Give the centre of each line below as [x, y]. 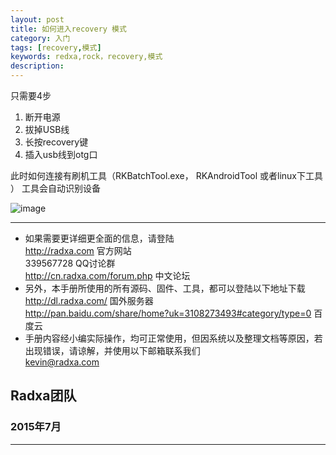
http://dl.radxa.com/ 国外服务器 [89, 300]
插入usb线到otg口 [61, 154]
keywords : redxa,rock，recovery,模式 [86, 57]
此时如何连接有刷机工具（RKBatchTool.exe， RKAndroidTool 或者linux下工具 [166, 175]
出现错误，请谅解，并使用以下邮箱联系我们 [112, 350]
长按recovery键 [56, 142]
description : [37, 66]
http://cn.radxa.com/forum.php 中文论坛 [107, 275]
